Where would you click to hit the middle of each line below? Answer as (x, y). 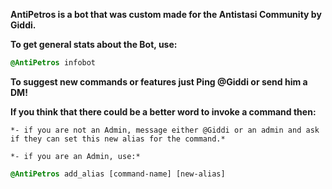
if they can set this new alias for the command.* (118, 139)
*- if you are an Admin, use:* (75, 156)
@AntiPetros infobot (53, 63)
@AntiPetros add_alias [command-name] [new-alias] (118, 174)
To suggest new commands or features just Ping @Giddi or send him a (159, 81)
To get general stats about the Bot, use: (94, 44)
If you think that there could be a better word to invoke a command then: (163, 111)
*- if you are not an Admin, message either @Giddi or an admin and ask (165, 130)
